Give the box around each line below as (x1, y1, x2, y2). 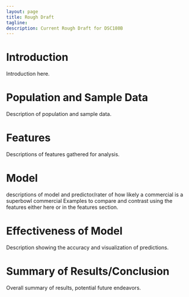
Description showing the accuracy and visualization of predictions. (6, 244, 169, 251)
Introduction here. (6, 70, 50, 78)
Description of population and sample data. (6, 111, 111, 118)
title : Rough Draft (6, 14, 55, 20)
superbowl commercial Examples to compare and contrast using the (6, 198, 173, 204)
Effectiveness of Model (6, 224, 123, 238)
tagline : (6, 20, 28, 25)
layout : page (6, 8, 39, 15)
